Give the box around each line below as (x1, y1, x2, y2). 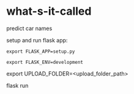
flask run (6, 82, 29, 89)
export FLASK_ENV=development (6, 59, 84, 65)
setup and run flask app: (6, 36, 68, 44)
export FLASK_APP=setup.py (6, 48, 75, 55)
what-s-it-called (6, 4, 92, 18)
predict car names (6, 25, 53, 32)
